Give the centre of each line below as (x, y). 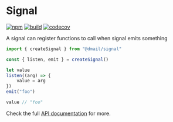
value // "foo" (25, 102)
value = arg (31, 81)
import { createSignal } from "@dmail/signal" (64, 49)
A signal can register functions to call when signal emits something (87, 38)
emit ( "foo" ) (21, 92)
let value (18, 70)
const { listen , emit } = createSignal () (57, 60)
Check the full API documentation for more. (59, 113)
